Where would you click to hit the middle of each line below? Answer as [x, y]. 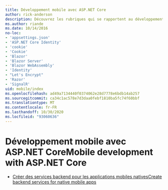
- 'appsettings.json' [28, 38]
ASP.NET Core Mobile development [79, 152]
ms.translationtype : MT [30, 103]
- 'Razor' [15, 79]
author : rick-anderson [29, 14]
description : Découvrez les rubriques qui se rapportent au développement [85, 19]
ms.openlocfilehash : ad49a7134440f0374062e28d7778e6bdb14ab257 [72, 93]
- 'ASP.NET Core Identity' [33, 42]
